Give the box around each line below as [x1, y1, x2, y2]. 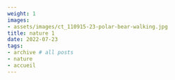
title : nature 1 [7, 29, 55, 37]
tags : [7, 42, 23, 49]
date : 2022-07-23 [7, 36, 58, 43]
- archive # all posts [7, 49, 74, 56]
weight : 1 [7, 10, 37, 17]
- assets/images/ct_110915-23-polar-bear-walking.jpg [7, 23, 169, 30]
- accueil [7, 62, 37, 69]
